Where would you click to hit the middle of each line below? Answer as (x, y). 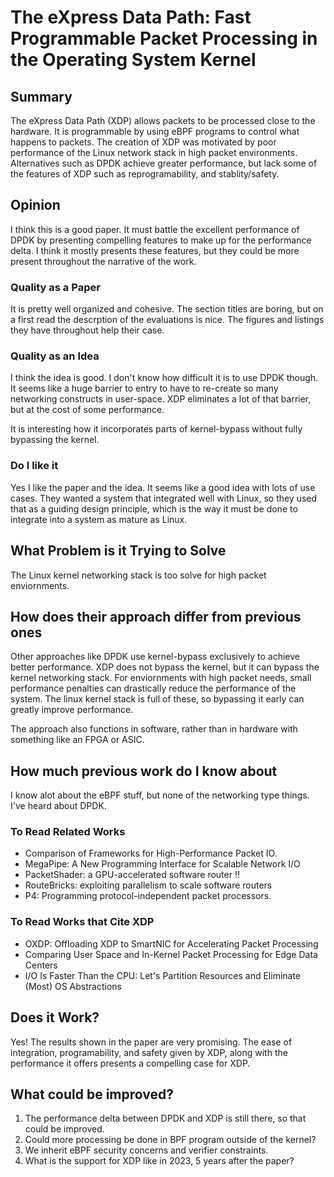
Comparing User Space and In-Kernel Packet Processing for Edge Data (171, 954)
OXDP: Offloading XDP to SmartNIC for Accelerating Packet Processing (171, 943)
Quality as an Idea (55, 356)
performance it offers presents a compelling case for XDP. (130, 1063)
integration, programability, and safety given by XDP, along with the (149, 1052)
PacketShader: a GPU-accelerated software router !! (132, 875)
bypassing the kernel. (55, 440)
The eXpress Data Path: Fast (131, 17)
